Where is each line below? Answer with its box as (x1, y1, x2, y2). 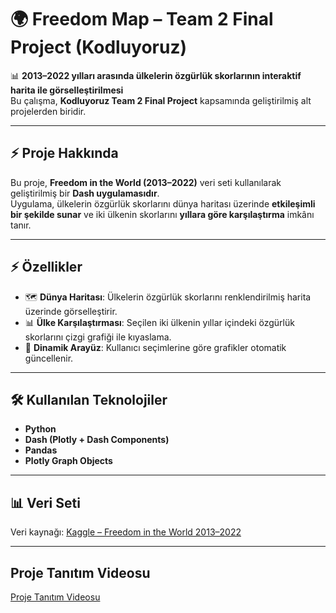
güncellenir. (24, 352, 74, 364)
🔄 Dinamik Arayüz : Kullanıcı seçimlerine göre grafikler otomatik (24, 341, 287, 353)
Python (24, 423, 57, 435)
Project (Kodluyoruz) (10, 36, 188, 59)
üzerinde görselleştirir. (24, 305, 118, 317)
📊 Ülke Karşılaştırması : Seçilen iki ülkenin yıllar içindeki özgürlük (24, 316, 295, 328)
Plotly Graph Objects (24, 455, 113, 467)
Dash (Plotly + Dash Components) (24, 434, 170, 446)
